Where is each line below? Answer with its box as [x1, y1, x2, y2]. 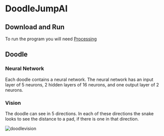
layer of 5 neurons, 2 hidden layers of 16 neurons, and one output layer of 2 [5, 81, 160, 87]
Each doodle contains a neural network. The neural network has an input [5, 76, 154, 82]
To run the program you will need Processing [5, 36, 97, 42]
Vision [5, 99, 21, 106]
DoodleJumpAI [5, 3, 68, 14]
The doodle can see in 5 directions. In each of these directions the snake [5, 110, 154, 117]
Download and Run [5, 23, 65, 31]
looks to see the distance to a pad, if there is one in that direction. [5, 116, 139, 122]
